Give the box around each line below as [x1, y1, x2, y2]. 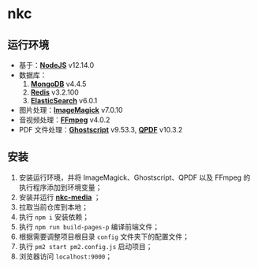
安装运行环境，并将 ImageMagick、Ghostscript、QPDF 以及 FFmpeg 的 [18, 173, 251, 182]
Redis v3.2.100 [30, 87, 80, 97]
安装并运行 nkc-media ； [18, 192, 101, 202]
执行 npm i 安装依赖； [18, 212, 90, 221]
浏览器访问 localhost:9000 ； [18, 251, 112, 261]
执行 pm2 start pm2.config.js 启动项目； [18, 241, 153, 251]
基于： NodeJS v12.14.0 [18, 61, 95, 69]
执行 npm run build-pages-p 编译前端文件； [18, 221, 160, 231]
